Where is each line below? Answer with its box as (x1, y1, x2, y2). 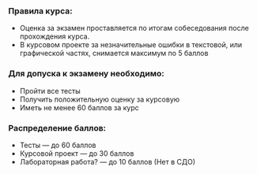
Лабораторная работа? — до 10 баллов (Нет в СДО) (19, 157, 196, 166)
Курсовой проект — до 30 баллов (19, 148, 134, 158)
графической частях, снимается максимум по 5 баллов (19, 49, 209, 58)
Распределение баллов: (8, 122, 107, 133)
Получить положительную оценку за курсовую (19, 94, 180, 104)
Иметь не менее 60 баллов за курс (19, 102, 140, 112)
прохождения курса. (19, 31, 90, 41)
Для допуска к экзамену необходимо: (8, 68, 164, 80)
